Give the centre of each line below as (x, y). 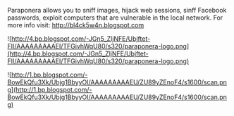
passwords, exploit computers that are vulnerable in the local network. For (115, 18)
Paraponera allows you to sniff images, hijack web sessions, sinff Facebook (117, 10)
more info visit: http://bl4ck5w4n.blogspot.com (76, 25)
